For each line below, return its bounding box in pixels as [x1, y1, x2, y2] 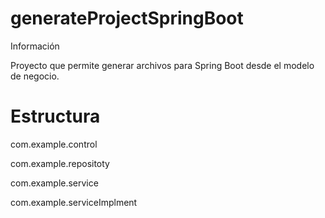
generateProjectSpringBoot [10, 7, 244, 30]
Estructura [10, 105, 101, 128]
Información [10, 40, 60, 52]
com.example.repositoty [10, 157, 110, 169]
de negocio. [10, 70, 60, 82]
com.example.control [10, 138, 98, 150]
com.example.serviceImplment [10, 196, 138, 208]
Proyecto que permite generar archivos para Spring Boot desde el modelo [10, 59, 315, 71]
